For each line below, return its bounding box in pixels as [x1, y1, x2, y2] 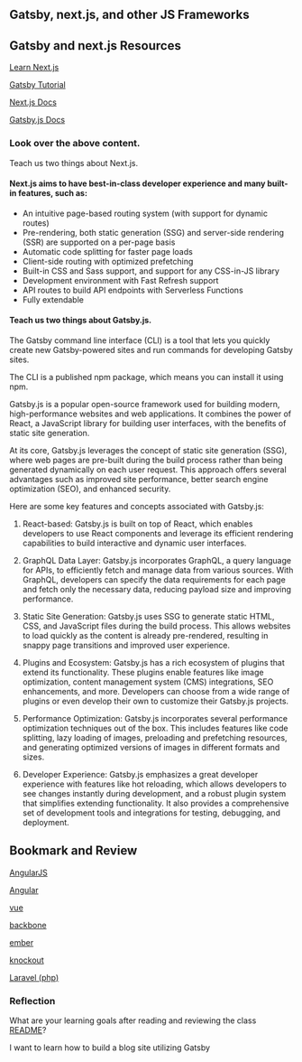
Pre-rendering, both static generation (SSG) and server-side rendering [22, 227, 285, 238]
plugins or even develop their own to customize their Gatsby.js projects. [22, 695, 289, 706]
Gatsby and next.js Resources [9, 38, 182, 53]
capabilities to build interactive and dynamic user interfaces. [22, 537, 247, 548]
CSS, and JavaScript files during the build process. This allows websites [22, 620, 291, 631]
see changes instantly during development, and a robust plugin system [22, 787, 287, 798]
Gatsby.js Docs [9, 115, 66, 126]
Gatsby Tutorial [9, 79, 66, 90]
